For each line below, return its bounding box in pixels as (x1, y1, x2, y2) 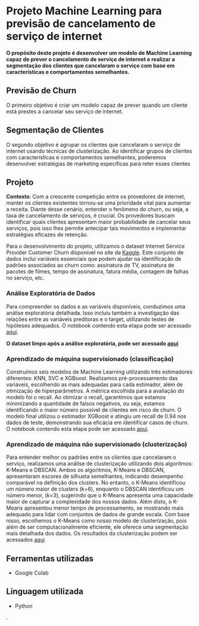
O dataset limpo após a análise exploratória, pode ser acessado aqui (6, 340, 179, 347)
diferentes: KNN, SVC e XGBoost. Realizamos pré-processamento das (6, 374, 178, 381)
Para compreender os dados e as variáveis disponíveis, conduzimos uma (6, 303, 186, 310)
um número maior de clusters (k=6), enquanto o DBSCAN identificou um (6, 485, 184, 493)
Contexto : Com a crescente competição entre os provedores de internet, (6, 193, 186, 201)
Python (14, 602, 33, 609)
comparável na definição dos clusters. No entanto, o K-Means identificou (6, 479, 186, 486)
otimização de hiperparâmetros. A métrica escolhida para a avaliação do (6, 387, 185, 394)
